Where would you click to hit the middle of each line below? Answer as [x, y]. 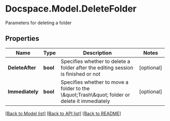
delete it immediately [85, 101]
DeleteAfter [22, 68]
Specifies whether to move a [95, 82]
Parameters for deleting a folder [38, 23]
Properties [22, 39]
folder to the [75, 88]
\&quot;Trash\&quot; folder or [95, 95]
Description [97, 52]
